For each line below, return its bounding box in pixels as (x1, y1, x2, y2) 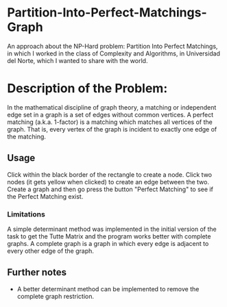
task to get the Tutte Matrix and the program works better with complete (7, 232, 211, 241)
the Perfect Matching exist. (7, 192, 84, 200)
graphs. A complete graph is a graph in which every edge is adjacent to (7, 239, 209, 247)
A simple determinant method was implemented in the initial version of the (7, 225, 217, 233)
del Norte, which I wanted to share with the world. (7, 56, 148, 64)
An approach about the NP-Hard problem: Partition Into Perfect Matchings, (7, 42, 218, 50)
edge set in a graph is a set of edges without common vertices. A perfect (7, 110, 214, 119)
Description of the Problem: (7, 81, 168, 97)
